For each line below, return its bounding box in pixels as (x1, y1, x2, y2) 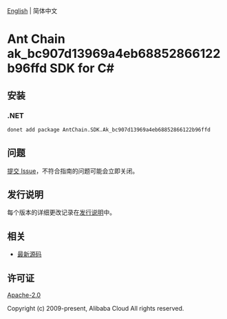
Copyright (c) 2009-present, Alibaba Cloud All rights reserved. (7, 305, 184, 312)
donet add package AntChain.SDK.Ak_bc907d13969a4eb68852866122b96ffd (7, 126, 211, 133)
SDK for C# (49, 61, 115, 76)
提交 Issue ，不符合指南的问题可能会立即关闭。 (7, 167, 139, 175)
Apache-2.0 (7, 291, 41, 299)
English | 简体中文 (7, 7, 58, 14)
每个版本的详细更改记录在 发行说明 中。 (7, 208, 116, 216)
